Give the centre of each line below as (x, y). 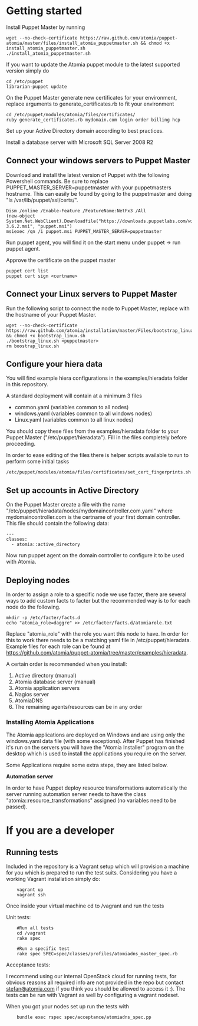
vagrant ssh (31, 895)
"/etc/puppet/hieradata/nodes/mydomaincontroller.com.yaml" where (89, 511)
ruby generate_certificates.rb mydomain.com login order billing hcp (93, 120)
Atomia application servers (47, 688)
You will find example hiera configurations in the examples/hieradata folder (97, 378)
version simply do (28, 70)
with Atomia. (21, 562)
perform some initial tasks (38, 462)
